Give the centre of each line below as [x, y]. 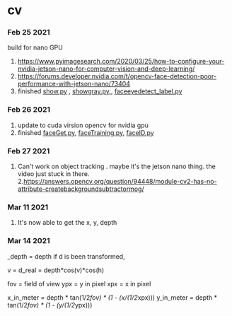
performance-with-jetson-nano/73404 [74, 84]
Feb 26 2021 [29, 110]
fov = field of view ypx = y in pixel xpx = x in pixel [79, 283]
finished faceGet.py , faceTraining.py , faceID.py [86, 132]
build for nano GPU [35, 47]
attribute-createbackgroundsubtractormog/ [81, 189]
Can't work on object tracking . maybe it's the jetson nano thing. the [116, 166]
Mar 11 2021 [28, 207]
